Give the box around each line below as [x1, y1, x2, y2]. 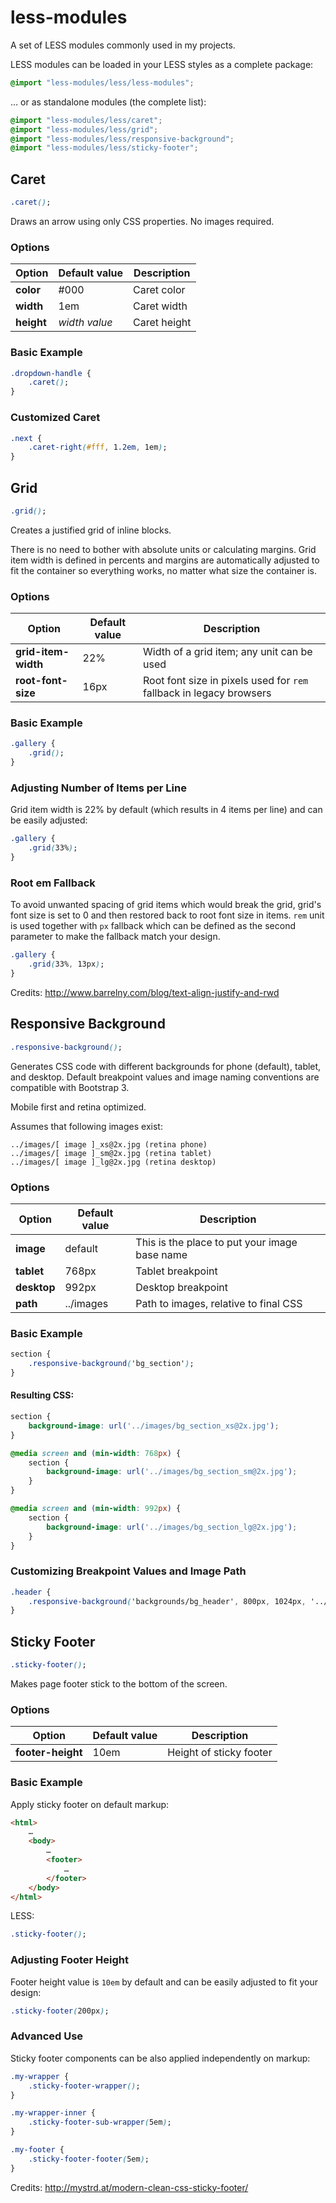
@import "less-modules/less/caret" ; [10, 115, 163, 125]
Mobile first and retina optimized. [10, 1101, 147, 1113]
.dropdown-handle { [10, 368, 92, 378]
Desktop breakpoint [135, 1280, 228, 1294]
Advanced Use [10, 2029, 84, 2043]
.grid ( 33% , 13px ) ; [28, 959, 105, 970]
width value [58, 316, 113, 330]
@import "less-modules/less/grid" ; [10, 124, 159, 135]
